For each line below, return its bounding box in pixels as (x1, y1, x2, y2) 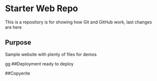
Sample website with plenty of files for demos (5, 51, 97, 57)
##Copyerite (5, 70, 30, 76)
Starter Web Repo (5, 3, 78, 14)
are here (5, 24, 22, 30)
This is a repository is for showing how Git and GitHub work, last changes (5, 19, 152, 25)
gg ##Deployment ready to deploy (5, 61, 74, 66)
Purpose (5, 39, 32, 47)
